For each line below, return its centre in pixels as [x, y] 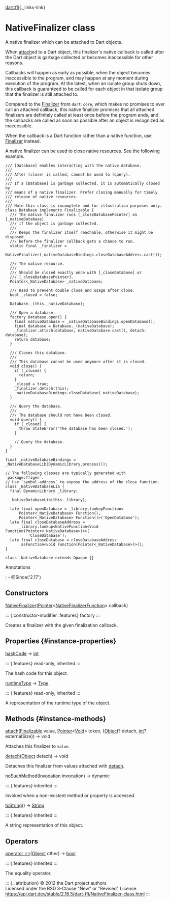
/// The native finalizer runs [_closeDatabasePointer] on [74, 214]
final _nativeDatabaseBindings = [41, 460]
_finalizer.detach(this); [42, 388]
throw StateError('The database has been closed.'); [76, 428]
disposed [14, 237]
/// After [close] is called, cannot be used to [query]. [68, 174]
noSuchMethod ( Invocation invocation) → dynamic [58, 776]
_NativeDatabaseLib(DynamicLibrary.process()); [57, 464]
